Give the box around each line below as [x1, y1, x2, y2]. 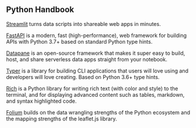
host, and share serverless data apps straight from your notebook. [6, 55, 168, 63]
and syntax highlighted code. [6, 97, 77, 104]
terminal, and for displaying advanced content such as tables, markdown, [6, 91, 185, 98]
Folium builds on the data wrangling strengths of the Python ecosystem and [6, 109, 191, 116]
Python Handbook [6, 5, 74, 15]
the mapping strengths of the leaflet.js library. [6, 115, 117, 122]
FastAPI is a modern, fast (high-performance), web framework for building [6, 32, 187, 39]
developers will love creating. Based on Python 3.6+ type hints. [6, 73, 160, 80]
